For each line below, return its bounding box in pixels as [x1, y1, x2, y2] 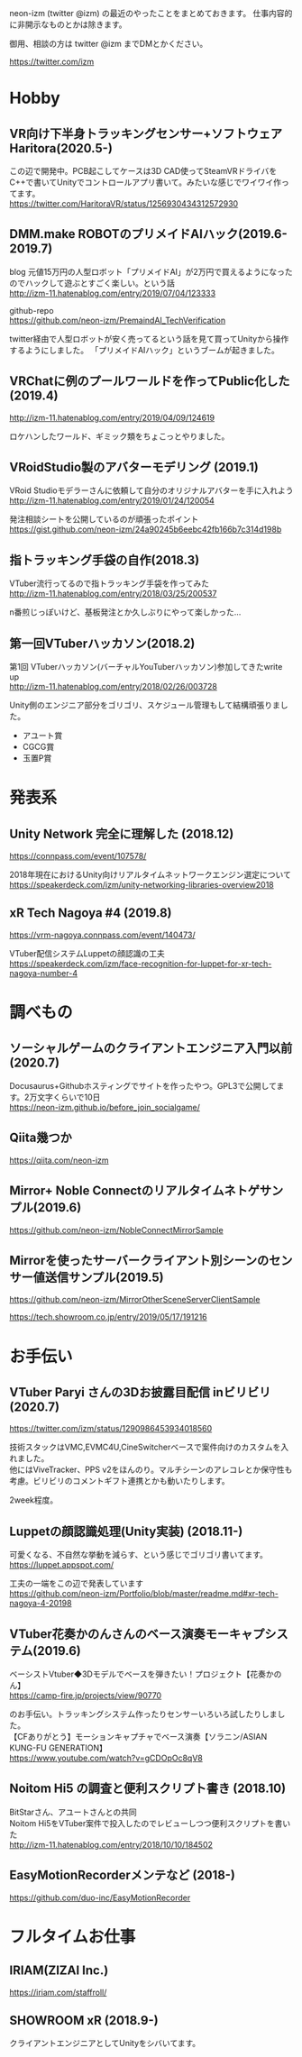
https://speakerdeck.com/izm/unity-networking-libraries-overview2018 [9, 880, 275, 891]
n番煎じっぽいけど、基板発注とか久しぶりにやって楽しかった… [9, 607, 242, 617]
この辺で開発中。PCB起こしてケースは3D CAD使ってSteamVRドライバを [9, 166, 278, 176]
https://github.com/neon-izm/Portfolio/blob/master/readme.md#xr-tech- [9, 1588, 279, 1599]
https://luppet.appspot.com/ [9, 1559, 114, 1570]
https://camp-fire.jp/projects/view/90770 [9, 1689, 162, 1701]
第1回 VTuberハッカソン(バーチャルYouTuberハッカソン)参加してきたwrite [9, 662, 283, 672]
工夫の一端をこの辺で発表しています [9, 1578, 144, 1589]
